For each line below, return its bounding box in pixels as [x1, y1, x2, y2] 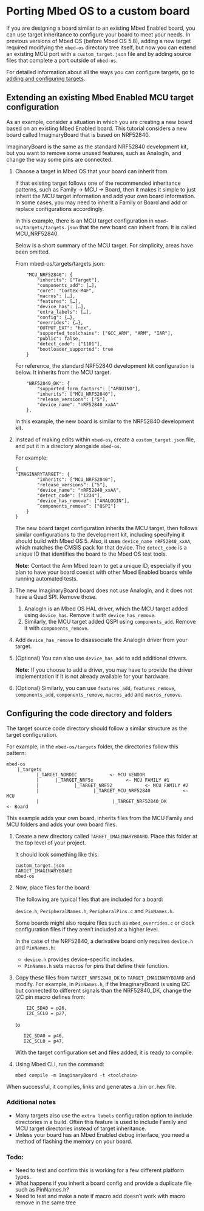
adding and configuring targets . [6, 75, 86, 82]
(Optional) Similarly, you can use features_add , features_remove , [15, 684, 176, 691]
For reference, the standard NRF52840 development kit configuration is [15, 362, 195, 369]
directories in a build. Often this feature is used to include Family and [15, 1118, 187, 1125]
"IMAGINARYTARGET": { [15, 471, 70, 477]
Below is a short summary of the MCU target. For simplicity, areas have [15, 241, 193, 249]
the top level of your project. [15, 839, 86, 846]
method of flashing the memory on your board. [15, 1137, 132, 1145]
